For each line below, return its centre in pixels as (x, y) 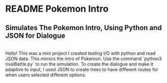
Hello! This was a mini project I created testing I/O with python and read (80, 53)
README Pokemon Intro (57, 9)
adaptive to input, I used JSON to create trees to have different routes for (82, 70)
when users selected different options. (46, 75)
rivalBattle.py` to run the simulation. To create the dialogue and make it (79, 64)
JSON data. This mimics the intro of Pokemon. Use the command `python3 (83, 59)
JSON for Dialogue (35, 35)
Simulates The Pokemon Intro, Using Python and (83, 28)
